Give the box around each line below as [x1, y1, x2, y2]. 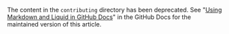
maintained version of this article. [7, 20, 102, 28]
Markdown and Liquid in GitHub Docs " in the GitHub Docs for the [7, 13, 191, 21]
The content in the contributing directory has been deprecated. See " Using [7, 6, 222, 14]
